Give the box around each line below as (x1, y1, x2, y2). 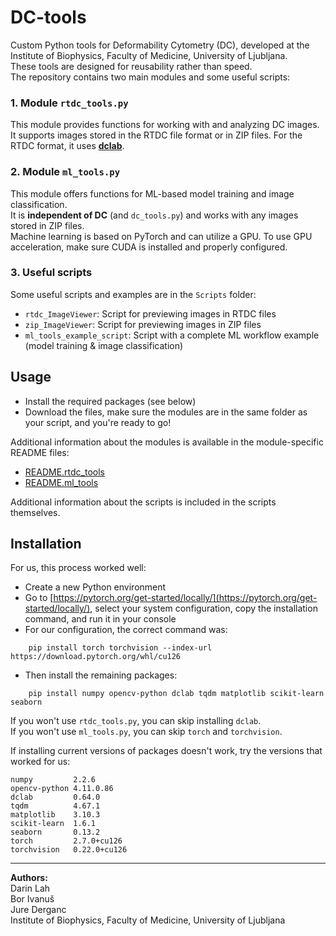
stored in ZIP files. (10, 219, 85, 231)
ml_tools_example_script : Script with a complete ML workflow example (24, 329, 320, 341)
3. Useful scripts (10, 266, 93, 280)
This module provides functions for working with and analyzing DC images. (10, 119, 320, 131)
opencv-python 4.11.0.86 (10, 784, 114, 794)
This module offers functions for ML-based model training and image (10, 187, 295, 200)
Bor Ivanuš (10, 893, 55, 905)
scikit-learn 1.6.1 (10, 819, 97, 829)
